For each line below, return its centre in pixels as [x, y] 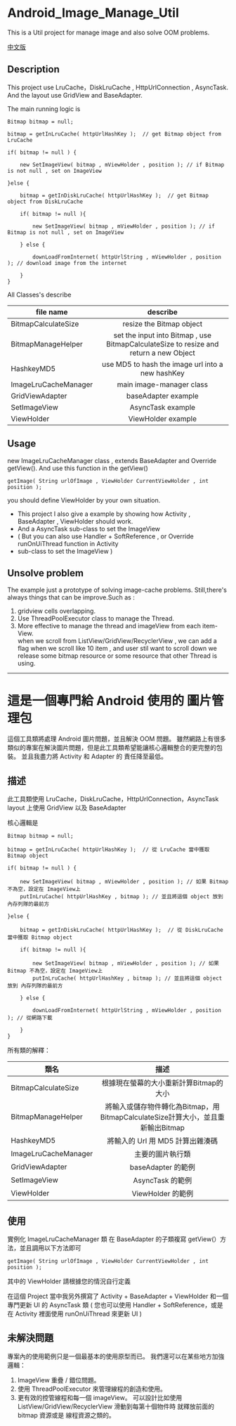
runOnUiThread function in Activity [68, 543]
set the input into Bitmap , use [163, 335]
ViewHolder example [163, 418]
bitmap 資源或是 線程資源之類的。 [66, 1415]
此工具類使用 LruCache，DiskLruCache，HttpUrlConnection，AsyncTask [113, 799]
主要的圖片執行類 [163, 1154]
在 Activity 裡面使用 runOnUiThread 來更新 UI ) [75, 1314]
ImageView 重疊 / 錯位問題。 [59, 1380]
